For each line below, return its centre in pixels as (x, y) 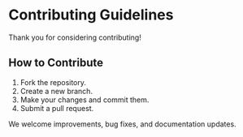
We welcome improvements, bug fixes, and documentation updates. (123, 124)
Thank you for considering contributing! (75, 37)
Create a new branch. (56, 91)
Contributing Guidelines (91, 15)
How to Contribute (56, 63)
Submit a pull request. (57, 108)
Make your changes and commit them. (85, 100)
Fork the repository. (53, 82)
